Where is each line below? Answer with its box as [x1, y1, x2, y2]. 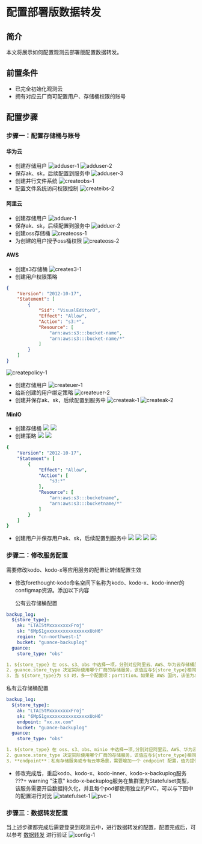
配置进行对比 [20, 792, 52, 799]
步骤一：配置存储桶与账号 [6, 132, 81, 140]
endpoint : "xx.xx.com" [17, 719, 74, 725]
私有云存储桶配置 [6, 685, 49, 692]
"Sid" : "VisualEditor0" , [38, 307, 101, 314]
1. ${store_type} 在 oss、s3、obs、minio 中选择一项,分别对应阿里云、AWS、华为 [6, 747, 193, 753]
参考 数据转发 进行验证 [11, 831, 67, 839]
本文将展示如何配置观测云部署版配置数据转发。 [6, 49, 122, 56]
